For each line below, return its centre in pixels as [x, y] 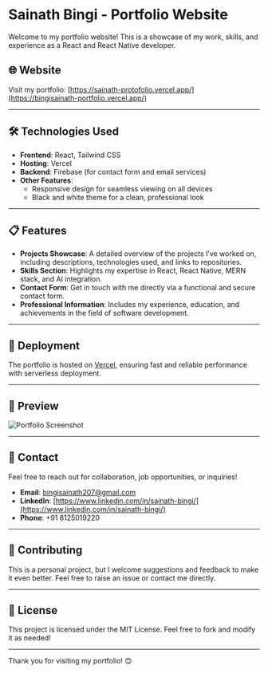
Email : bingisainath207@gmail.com [78, 492]
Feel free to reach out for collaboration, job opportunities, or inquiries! [123, 477]
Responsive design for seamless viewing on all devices [122, 188]
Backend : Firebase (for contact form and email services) [113, 171]
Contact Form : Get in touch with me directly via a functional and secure [138, 288]
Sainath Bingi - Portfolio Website [118, 15]
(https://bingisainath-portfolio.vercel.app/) [78, 98]
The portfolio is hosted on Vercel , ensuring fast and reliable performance [128, 365]
